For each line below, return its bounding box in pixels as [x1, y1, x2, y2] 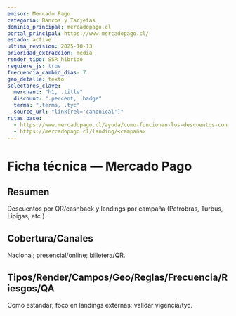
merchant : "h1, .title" [13, 88, 83, 96]
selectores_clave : [7, 82, 61, 89]
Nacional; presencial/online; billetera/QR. [7, 251, 126, 260]
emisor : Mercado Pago [7, 10, 71, 18]
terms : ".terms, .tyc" [13, 102, 80, 109]
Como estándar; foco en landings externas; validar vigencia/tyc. [7, 301, 193, 309]
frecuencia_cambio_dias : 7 [7, 69, 86, 76]
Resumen [7, 185, 50, 197]
